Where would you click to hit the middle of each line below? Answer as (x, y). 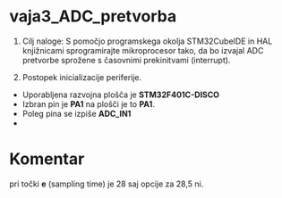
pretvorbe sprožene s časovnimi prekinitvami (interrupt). (126, 60)
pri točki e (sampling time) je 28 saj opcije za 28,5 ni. (107, 184)
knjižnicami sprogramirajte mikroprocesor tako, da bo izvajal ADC (143, 50)
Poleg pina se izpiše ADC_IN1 (77, 113)
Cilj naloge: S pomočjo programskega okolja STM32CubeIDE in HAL (147, 41)
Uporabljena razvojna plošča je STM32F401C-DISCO (121, 95)
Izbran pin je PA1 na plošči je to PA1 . (88, 103)
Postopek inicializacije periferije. (82, 77)
